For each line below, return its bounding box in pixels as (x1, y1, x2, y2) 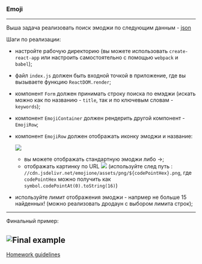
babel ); (14, 60, 32, 68)
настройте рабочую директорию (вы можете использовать (14, 48, 168, 55)
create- (169, 49, 188, 55)
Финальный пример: (6, 218, 59, 225)
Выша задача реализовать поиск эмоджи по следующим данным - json (6, 24, 191, 31)
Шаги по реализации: (6, 36, 61, 43)
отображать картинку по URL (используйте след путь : (23, 163, 173, 170)
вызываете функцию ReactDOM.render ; (14, 78, 111, 86)
